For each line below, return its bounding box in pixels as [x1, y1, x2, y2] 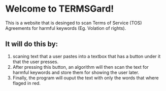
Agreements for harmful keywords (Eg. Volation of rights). [5, 25, 126, 31]
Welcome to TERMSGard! [5, 3, 114, 15]
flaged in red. [12, 80, 41, 86]
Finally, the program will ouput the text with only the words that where [12, 74, 159, 81]
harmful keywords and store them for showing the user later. [12, 69, 140, 75]
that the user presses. [12, 59, 59, 65]
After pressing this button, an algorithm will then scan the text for [12, 64, 149, 70]
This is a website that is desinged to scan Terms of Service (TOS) [5, 20, 142, 26]
